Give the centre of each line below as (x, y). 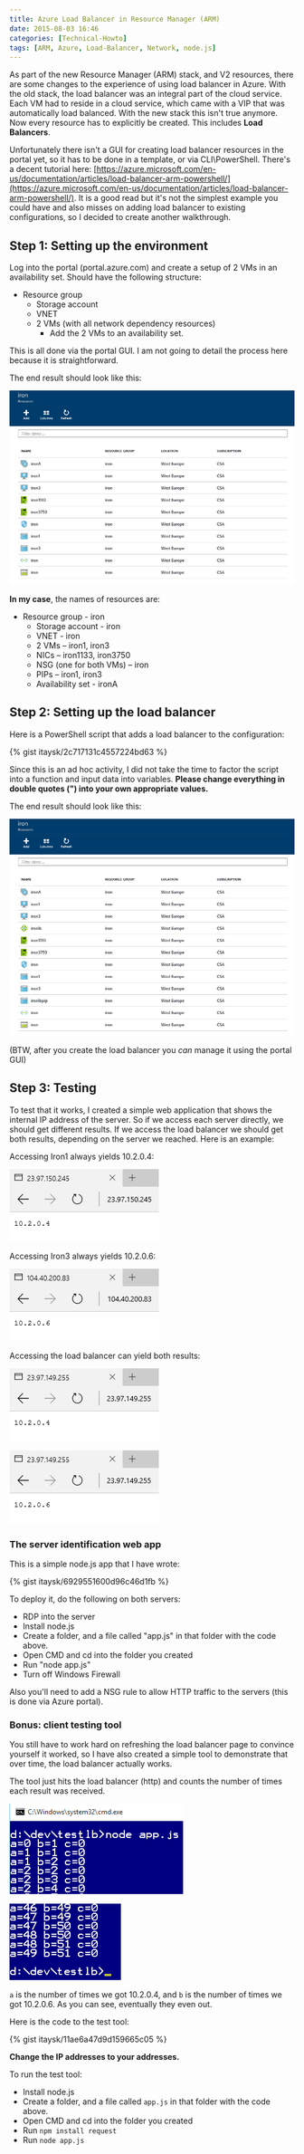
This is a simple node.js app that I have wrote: (95, 1564)
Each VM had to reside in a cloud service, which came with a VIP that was (147, 103)
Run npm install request (70, 2130)
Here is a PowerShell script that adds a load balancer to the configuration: (147, 734)
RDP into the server (59, 1617)
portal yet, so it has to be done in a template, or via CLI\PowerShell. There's (150, 159)
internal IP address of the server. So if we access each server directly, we (147, 1119)
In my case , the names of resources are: (85, 598)
